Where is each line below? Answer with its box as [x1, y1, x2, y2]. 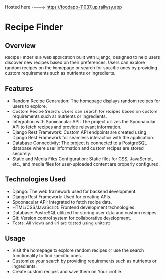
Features [5, 84, 33, 93]
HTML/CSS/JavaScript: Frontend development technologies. [12, 204, 136, 210]
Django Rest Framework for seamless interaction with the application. [12, 134, 155, 140]
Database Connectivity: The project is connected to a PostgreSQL [12, 140, 147, 146]
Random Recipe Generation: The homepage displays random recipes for [12, 98, 160, 104]
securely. [12, 150, 31, 156]
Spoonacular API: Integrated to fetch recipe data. [12, 199, 112, 205]
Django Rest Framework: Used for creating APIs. [12, 193, 111, 200]
